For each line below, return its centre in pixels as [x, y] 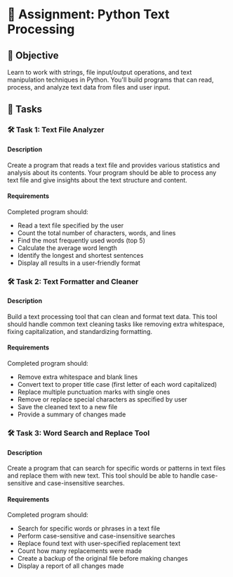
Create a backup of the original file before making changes [102, 559]
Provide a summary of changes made [72, 414]
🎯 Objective [33, 55]
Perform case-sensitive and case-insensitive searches [96, 536]
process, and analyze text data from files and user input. [89, 87]
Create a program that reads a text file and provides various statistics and [114, 165]
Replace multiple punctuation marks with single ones [94, 392]
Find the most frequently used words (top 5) [81, 240]
